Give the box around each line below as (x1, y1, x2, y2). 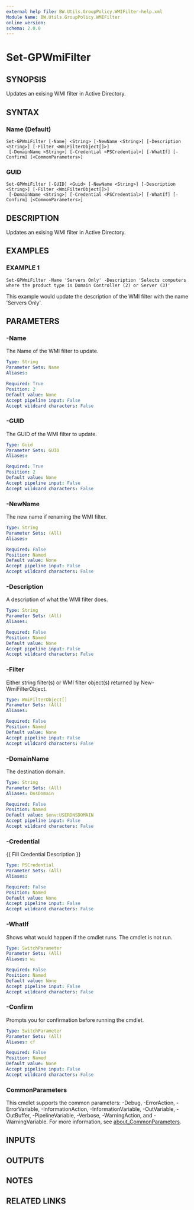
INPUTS (6, 1135, 35, 1145)
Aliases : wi (6, 956, 35, 962)
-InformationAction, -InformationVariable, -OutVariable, (41, 1106, 176, 1113)
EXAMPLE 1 (6, 263, 40, 272)
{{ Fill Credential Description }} (6, 851, 81, 858)
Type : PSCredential (6, 862, 54, 868)
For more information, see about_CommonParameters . (49, 1118, 182, 1125)
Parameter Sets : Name (6, 364, 60, 371)
